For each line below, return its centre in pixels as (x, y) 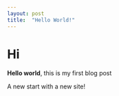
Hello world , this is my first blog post (60, 73)
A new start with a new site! (46, 86)
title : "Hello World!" (41, 20)
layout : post (26, 13)
